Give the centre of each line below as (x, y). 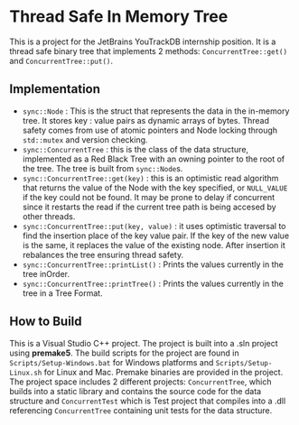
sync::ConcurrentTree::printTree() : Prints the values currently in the (153, 283)
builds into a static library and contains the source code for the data (135, 391)
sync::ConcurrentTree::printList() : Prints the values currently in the (153, 264)
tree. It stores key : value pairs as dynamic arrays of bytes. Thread (145, 120)
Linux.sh (26, 373)
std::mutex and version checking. (85, 139)
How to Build (46, 322)
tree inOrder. (46, 273)
